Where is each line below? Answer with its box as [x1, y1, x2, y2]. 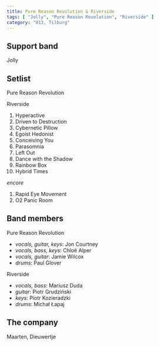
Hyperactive [15, 112, 45, 119]
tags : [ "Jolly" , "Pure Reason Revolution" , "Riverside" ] [6, 14, 154, 20]
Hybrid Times [15, 168, 49, 174]
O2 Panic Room [15, 197, 53, 204]
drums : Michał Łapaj [15, 300, 65, 307]
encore [6, 179, 24, 186]
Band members [6, 214, 64, 224]
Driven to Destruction [15, 118, 67, 125]
